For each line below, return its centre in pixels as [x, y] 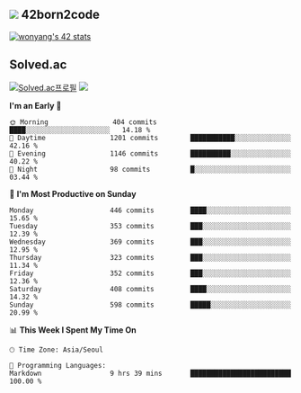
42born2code [61, 15]
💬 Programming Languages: [58, 365]
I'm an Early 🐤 [35, 105]
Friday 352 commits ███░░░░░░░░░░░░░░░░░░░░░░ [150, 273]
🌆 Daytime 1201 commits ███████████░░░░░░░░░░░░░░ [150, 138]
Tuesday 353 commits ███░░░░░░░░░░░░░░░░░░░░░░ [150, 226]
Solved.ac [38, 65]
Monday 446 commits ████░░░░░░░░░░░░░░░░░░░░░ [150, 210]
